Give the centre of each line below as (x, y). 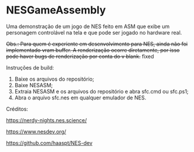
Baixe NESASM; (34, 85)
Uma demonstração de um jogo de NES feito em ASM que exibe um (88, 26)
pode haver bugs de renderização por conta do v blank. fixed (80, 56)
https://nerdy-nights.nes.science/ (47, 120)
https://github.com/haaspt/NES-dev (49, 143)
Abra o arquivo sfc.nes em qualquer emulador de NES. (80, 98)
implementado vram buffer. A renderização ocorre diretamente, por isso (93, 50)
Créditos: (17, 109)
